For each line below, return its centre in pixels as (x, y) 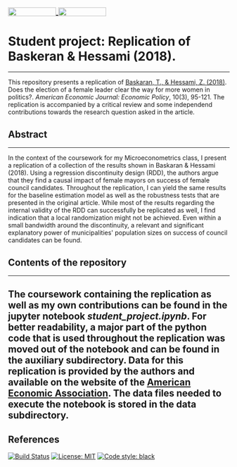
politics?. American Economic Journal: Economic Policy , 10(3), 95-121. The (116, 97)
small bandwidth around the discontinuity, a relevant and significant (106, 225)
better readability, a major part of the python (107, 327)
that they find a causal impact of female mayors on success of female (109, 180)
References (34, 439)
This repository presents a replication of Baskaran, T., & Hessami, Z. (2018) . (117, 82)
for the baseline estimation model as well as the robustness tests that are (114, 195)
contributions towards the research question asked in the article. (102, 112)
